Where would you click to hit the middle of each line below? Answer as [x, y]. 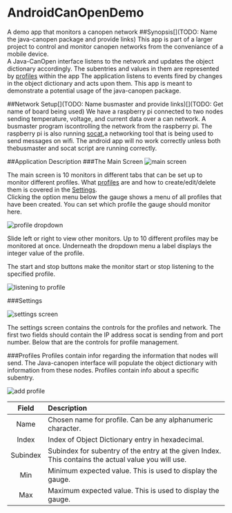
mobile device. [28, 54]
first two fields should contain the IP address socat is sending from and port [115, 335]
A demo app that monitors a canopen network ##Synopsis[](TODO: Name [112, 32]
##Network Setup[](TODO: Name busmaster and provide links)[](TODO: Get [115, 104]
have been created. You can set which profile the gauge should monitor [109, 204]
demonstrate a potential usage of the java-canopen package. [94, 91]
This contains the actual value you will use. [117, 459]
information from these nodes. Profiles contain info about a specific [103, 370]
